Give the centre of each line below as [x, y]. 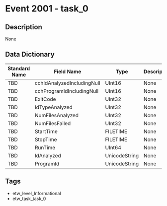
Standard [19, 69]
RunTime [45, 147]
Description [24, 27]
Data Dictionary [30, 54]
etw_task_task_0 [29, 199]
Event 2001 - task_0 [47, 9]
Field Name [68, 71]
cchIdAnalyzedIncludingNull [67, 83]
